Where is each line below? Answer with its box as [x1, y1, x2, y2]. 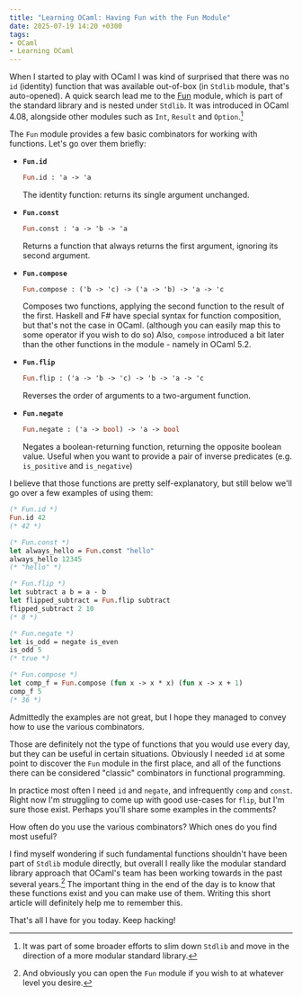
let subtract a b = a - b [9, 588, 106, 597]
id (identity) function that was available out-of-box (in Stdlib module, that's [9, 81, 290, 92]
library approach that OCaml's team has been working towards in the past [9, 867, 283, 878]
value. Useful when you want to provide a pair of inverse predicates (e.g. [22, 451, 292, 462]
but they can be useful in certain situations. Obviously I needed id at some [9, 748, 286, 759]
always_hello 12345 [9, 554, 83, 563]
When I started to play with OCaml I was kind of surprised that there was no [9, 71, 289, 82]
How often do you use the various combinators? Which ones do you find [9, 821, 277, 832]
